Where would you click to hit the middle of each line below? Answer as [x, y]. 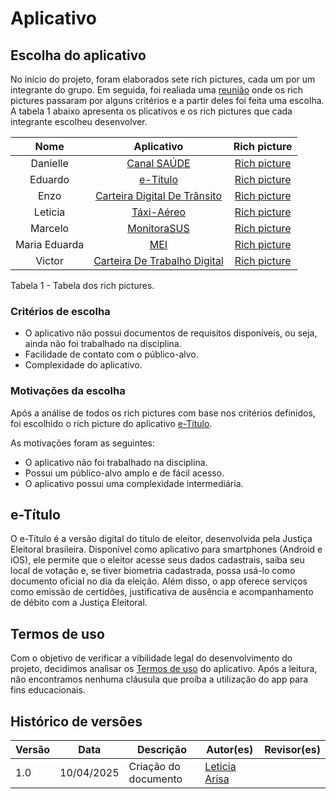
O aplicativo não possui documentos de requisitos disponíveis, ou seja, [171, 333]
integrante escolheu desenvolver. [79, 121]
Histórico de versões [76, 721]
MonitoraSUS [158, 228]
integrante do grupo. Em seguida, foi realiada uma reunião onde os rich [157, 90]
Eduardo [49, 179]
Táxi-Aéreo [159, 212]
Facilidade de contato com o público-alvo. [111, 354]
